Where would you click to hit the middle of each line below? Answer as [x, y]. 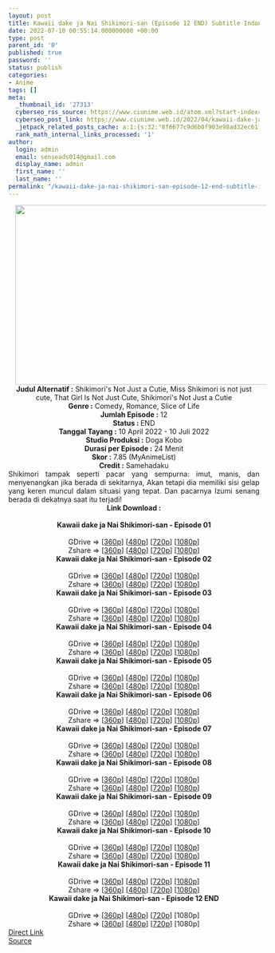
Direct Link [26, 932]
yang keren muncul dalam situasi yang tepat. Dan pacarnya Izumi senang [134, 490]
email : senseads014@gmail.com [65, 157]
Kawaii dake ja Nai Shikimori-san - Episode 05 [134, 661]
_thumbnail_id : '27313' [55, 105]
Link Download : [134, 507]
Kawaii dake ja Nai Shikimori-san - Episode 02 [134, 558]
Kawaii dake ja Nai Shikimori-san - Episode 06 [134, 694]
